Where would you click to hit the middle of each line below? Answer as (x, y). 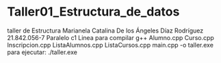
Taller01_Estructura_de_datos (93, 12)
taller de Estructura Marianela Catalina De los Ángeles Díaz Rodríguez (105, 30)
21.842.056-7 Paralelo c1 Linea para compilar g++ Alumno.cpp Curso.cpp (110, 37)
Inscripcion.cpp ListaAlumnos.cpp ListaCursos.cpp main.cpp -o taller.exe (110, 45)
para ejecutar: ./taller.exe (42, 52)
